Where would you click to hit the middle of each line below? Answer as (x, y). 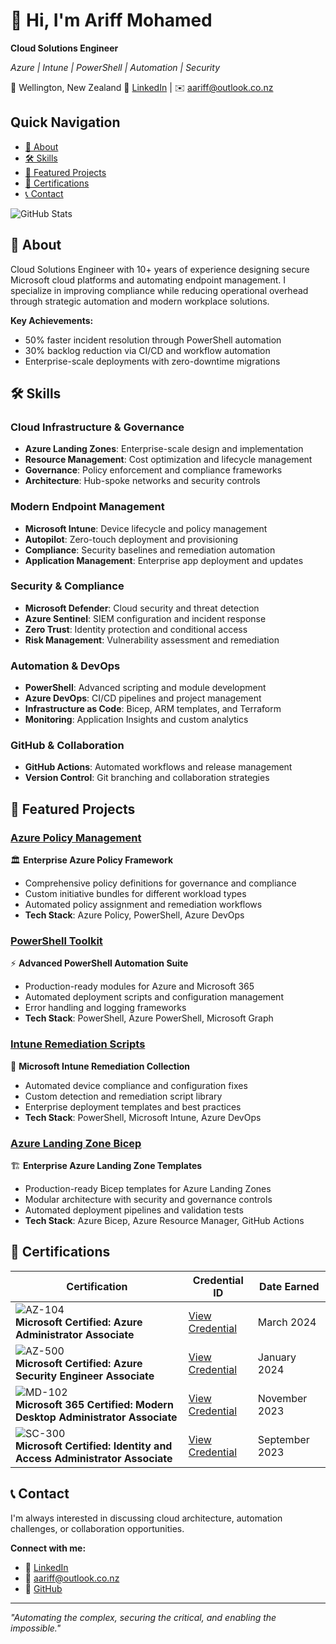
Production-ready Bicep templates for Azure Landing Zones (148, 1189)
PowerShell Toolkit (56, 941)
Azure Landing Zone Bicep (76, 1143)
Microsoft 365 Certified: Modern (94, 1404)
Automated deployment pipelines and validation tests (134, 1210)
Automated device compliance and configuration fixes (136, 1085)
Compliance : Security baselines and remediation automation (150, 550)
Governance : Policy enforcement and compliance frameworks (153, 470)
